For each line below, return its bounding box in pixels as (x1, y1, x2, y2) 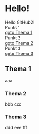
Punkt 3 (5, 45, 21, 51)
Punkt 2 (5, 35, 21, 41)
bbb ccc (5, 101, 22, 107)
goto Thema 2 (5, 40, 33, 46)
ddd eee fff (5, 125, 28, 131)
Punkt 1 (5, 24, 20, 30)
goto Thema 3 (5, 50, 33, 56)
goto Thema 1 (5, 29, 33, 35)
